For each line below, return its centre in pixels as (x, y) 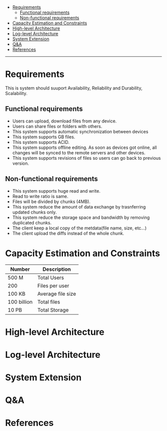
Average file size (56, 294)
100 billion (20, 302)
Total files (49, 302)
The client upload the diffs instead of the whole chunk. (68, 233)
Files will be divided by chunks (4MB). (51, 202)
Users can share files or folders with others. (57, 126)
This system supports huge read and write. (56, 191)
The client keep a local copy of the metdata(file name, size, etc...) (79, 228)
